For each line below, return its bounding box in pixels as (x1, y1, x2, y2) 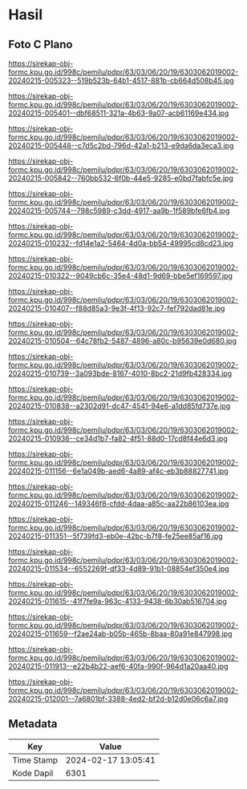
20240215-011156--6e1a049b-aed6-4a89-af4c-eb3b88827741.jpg (8, 466, 229, 476)
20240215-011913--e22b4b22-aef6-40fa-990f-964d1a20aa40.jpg (8, 662, 229, 670)
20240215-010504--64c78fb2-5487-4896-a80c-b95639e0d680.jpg (8, 336, 237, 345)
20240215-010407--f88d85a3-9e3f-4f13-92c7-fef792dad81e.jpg (8, 304, 225, 313)
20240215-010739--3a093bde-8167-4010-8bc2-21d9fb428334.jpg (8, 368, 233, 378)
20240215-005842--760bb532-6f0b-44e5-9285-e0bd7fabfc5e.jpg (8, 174, 234, 183)
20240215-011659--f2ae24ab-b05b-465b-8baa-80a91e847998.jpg (8, 629, 233, 638)
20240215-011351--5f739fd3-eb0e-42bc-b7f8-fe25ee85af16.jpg (8, 531, 223, 541)
